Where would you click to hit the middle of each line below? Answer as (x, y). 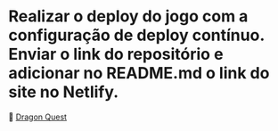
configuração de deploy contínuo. (136, 35)
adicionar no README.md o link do (139, 74)
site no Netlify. (64, 92)
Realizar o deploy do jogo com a (128, 16)
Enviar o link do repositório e (116, 54)
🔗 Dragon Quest (38, 117)
